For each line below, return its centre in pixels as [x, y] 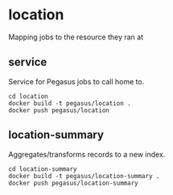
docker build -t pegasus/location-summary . [84, 176]
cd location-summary [43, 169]
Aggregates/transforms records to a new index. [87, 154]
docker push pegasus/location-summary [73, 183]
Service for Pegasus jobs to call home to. [76, 81]
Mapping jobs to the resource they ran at [76, 37]
